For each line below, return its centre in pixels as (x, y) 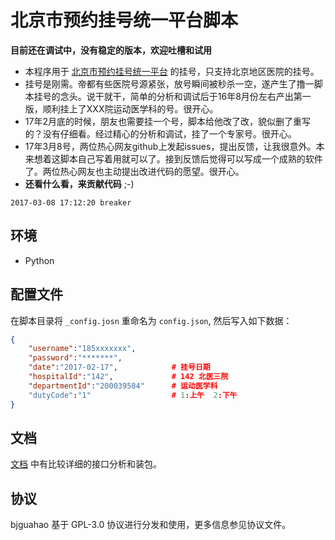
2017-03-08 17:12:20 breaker (71, 202)
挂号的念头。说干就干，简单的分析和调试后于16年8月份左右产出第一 (172, 96)
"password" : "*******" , (75, 358)
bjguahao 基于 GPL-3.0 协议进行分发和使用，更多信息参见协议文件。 (151, 525)
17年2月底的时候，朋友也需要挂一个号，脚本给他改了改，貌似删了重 (163, 121)
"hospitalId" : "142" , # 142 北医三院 (128, 377)
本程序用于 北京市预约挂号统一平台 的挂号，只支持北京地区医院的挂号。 (172, 71)
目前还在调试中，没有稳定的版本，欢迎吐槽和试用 (111, 50)
